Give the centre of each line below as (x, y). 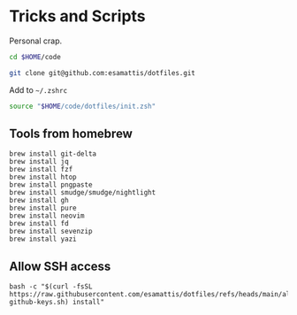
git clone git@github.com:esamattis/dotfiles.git (103, 73)
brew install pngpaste (51, 185)
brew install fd (39, 224)
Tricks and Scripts (77, 16)
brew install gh (39, 201)
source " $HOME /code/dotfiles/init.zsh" (83, 106)
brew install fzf (41, 170)
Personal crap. (36, 41)
